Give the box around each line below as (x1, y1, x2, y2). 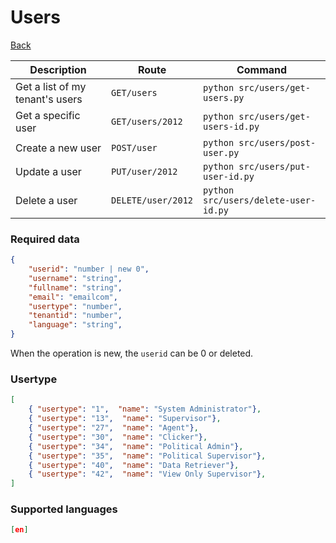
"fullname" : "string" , (28, 282, 123, 293)
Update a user (15, 164, 82, 178)
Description (29, 62, 87, 76)
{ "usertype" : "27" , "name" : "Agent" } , (28, 423, 199, 433)
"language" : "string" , (28, 320, 123, 330)
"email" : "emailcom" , (28, 292, 118, 302)
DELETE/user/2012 (111, 194, 194, 206)
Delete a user (15, 193, 78, 207)
